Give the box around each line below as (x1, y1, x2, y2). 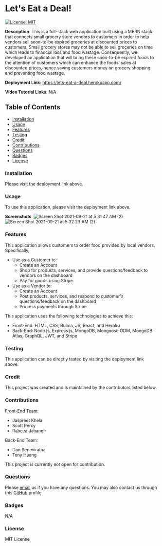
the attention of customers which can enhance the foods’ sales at (5, 60, 137, 65)
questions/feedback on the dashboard (19, 298, 96, 304)
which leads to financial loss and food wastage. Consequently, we (5, 49, 138, 55)
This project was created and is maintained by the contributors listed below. (5, 384, 157, 391)
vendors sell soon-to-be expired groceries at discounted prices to (5, 39, 137, 44)
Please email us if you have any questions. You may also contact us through (5, 484, 157, 490)
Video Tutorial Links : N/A (5, 89, 56, 95)
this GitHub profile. (5, 489, 43, 496)
